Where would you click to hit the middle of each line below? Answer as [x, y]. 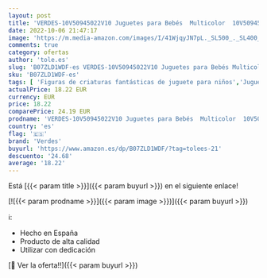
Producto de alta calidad [60, 241]
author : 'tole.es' [39, 60]
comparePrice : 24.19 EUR [49, 112]
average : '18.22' [37, 164]
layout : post [30, 15]
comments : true [33, 45]
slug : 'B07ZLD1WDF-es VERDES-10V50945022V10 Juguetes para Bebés [118, 68]
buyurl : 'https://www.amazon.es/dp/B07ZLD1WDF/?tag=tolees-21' [115, 149]
